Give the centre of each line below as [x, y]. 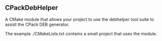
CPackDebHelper [31, 8]
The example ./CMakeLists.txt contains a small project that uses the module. [81, 33]
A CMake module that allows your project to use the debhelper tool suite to [80, 19]
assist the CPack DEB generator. [37, 24]
